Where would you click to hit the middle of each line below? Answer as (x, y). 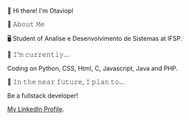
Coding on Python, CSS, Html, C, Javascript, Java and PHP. (93, 68)
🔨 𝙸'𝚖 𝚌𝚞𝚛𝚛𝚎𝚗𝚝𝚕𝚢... (38, 54)
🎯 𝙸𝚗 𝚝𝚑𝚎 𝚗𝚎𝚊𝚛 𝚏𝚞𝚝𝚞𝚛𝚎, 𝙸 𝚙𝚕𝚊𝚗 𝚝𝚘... (66, 82)
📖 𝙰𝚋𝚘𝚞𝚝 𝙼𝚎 (26, 24)
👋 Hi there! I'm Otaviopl (40, 11)
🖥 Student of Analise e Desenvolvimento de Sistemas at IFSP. (95, 38)
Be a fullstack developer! (43, 96)
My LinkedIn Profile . (36, 109)
